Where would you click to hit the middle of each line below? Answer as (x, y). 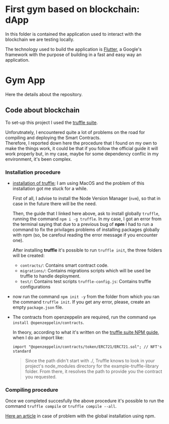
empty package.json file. (38, 307)
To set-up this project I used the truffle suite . (52, 122)
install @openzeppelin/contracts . (48, 322)
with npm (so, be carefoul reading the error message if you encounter (85, 235)
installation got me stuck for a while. (50, 189)
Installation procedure (33, 172)
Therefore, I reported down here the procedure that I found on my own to (81, 143)
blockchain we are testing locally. (40, 39)
